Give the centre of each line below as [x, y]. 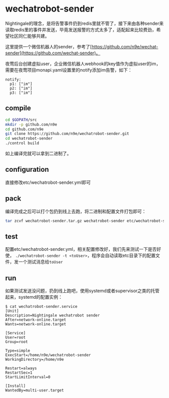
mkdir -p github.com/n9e [31, 124]
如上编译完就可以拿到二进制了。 [38, 153]
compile [18, 108]
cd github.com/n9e [24, 129]
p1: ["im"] [21, 84]
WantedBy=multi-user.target [35, 390]
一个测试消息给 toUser [40, 262]
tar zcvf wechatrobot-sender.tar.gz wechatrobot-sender [65, 221]
